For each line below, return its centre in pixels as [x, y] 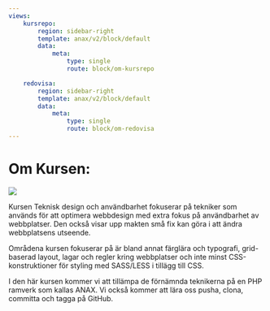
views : [20, 16]
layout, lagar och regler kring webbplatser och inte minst [133, 257]
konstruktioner [33, 266]
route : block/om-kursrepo [110, 69]
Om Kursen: [50, 169]
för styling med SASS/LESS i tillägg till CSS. [132, 266]
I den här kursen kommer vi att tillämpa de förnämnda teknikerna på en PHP [135, 281]
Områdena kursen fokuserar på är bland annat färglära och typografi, [124, 248]
